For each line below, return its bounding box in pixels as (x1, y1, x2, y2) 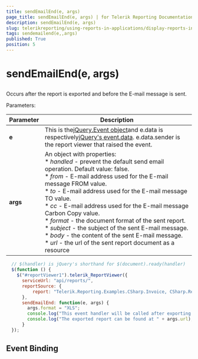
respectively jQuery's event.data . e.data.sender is (44, 133, 181, 142)
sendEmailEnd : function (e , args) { (21, 299, 110, 306)
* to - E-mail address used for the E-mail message (44, 187, 187, 195)
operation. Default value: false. (44, 165, 130, 173)
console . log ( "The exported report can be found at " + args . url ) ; (27, 316, 194, 322)
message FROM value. (44, 179, 107, 188)
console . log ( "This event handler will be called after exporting (27, 311, 192, 316)
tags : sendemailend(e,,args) (6, 31, 78, 37)
